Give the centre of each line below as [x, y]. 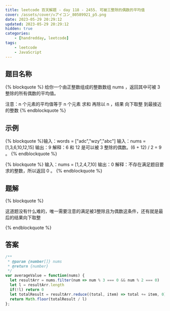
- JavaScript [28, 52]
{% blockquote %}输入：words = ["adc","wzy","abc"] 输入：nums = [76, 141]
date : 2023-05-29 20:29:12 [34, 19]
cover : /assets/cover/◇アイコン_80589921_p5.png [56, 15]
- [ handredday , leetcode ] [42, 38]
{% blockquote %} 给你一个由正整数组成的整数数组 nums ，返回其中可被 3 [83, 87]
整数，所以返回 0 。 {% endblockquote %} [58, 171]
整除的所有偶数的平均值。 [32, 94]
